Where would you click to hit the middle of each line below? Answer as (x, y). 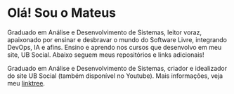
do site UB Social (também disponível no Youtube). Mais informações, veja (115, 76)
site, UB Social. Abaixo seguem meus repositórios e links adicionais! (106, 55)
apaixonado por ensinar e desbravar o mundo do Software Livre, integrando (117, 39)
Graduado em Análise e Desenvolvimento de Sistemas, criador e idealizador (117, 68)
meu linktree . (26, 83)
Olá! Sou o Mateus (61, 13)
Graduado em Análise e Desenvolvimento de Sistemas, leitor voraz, (105, 32)
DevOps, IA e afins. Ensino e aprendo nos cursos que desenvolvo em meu (115, 47)
